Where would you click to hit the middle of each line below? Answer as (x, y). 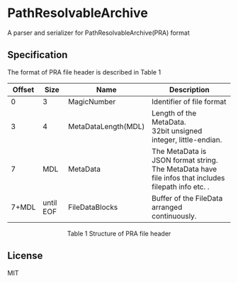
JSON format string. (185, 160)
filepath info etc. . (181, 187)
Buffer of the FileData (187, 198)
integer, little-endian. (187, 140)
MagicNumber (92, 101)
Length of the (174, 113)
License (25, 256)
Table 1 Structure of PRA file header (119, 233)
